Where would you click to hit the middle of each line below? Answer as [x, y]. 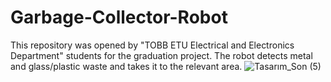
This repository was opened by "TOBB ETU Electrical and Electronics [152, 45]
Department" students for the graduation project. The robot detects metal [161, 55]
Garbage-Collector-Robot [119, 17]
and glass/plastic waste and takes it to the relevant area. [126, 66]
